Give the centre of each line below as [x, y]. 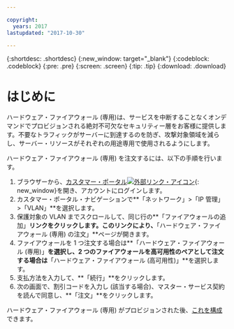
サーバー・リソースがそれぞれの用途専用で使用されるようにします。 [116, 143]
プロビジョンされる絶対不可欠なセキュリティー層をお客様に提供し [125, 126]
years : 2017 [30, 26]
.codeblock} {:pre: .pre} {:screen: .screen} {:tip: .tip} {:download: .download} [116, 66]
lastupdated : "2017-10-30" [46, 33]
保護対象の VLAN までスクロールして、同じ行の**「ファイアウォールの [118, 217]
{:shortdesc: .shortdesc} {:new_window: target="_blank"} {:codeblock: [108, 59]
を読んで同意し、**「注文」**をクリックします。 [87, 295]
